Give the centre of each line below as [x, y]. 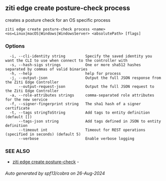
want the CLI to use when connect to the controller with [66, 61]
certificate [17, 109]
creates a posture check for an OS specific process [58, 20]
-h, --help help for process [65, 74]
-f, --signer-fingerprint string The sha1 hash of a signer [75, 104]
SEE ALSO [18, 151]
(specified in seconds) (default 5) [43, 134]
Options [15, 46]
